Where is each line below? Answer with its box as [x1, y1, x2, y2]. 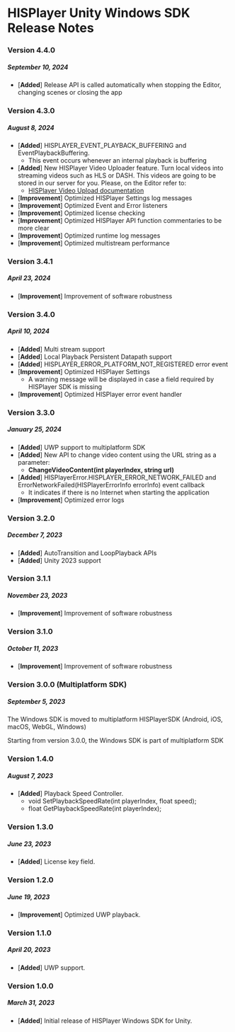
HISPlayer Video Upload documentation [28, 186, 144, 195]
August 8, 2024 [7, 123, 55, 132]
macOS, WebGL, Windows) [7, 723, 87, 731]
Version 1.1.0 [7, 928, 52, 938]
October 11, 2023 [7, 644, 59, 652]
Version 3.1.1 [7, 574, 51, 584]
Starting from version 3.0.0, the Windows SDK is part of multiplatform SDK [7, 736, 224, 745]
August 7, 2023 [7, 771, 54, 779]
